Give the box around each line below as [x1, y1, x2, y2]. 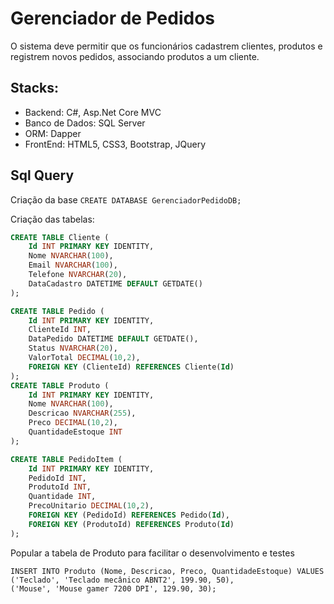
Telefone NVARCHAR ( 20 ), [28, 270, 128, 280]
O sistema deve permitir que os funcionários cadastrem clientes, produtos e [10, 40, 323, 52]
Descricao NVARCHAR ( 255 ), [28, 408, 137, 419]
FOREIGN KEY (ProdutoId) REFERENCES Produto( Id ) [28, 519, 235, 529]
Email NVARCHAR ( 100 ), [28, 260, 118, 271]
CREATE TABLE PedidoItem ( [10, 454, 123, 464]
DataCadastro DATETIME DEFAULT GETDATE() [28, 278, 203, 289]
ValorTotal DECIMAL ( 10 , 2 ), [28, 353, 141, 363]
